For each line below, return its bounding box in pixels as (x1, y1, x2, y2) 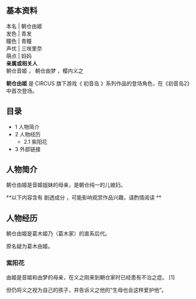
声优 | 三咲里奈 (6, 45, 43, 52)
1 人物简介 (14, 123, 40, 130)
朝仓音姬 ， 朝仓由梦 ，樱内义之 (6, 67, 84, 74)
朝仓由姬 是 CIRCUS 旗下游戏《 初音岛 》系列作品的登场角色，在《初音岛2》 (6, 80, 192, 87)
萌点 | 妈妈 (6, 52, 32, 59)
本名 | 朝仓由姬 (6, 23, 43, 30)
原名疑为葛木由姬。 (6, 243, 53, 250)
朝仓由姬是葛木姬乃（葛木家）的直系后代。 (6, 230, 110, 237)
